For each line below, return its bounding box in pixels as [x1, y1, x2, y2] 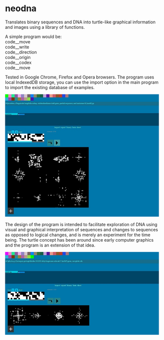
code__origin [5, 54, 31, 60]
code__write [5, 44, 29, 50]
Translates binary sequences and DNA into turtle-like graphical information [5, 19, 156, 25]
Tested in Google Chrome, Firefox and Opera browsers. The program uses [5, 74, 155, 80]
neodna [5, 3, 37, 14]
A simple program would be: [5, 34, 62, 39]
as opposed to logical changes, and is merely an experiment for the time [5, 232, 150, 238]
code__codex [5, 59, 32, 65]
